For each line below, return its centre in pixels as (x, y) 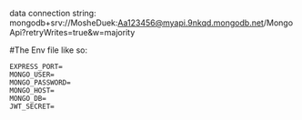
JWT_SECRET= (32, 106)
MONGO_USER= (32, 75)
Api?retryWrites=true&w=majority (72, 32)
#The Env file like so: (49, 50)
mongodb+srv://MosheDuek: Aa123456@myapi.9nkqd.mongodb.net (136, 23)
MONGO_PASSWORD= (40, 83)
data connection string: (53, 13)
